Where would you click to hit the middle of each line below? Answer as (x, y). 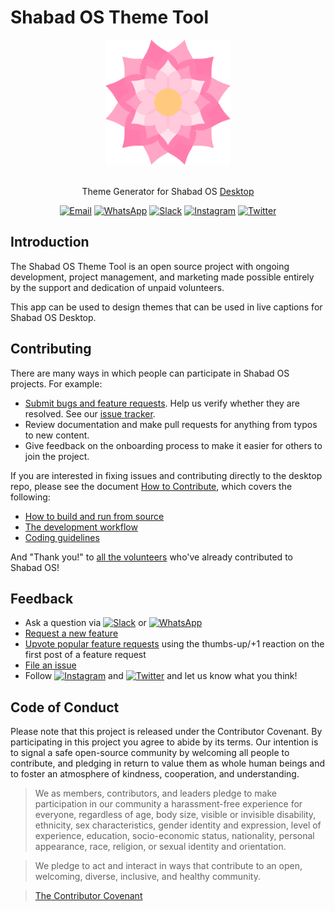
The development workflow (81, 527)
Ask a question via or (85, 623)
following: (30, 497)
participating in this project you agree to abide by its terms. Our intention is (164, 742)
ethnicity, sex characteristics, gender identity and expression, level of (178, 825)
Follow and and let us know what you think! (161, 676)
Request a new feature (71, 633)
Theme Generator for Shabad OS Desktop (168, 191)
